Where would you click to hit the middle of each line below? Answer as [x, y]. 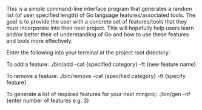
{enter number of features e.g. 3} [48, 100]
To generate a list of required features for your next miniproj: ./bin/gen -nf [98, 94]
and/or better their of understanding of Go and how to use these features [98, 34]
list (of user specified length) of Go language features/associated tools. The [101, 15]
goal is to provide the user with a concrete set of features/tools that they [97, 21]
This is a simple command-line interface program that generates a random [99, 9]
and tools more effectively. [39, 41]
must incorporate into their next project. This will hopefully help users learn [100, 28]
